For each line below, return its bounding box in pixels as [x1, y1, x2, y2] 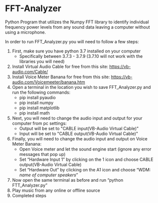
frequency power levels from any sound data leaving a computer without [5, 24, 150, 30]
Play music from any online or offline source [12, 187, 100, 193]
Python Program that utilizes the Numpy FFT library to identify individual [5, 19, 149, 25]
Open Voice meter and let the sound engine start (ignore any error [19, 146, 152, 152]
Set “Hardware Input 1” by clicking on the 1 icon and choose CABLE [19, 156, 154, 162]
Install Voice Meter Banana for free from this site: [12, 74, 110, 80]
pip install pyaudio [19, 94, 56, 100]
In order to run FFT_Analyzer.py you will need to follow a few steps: [5, 38, 139, 44]
